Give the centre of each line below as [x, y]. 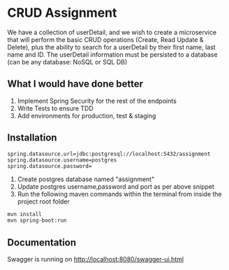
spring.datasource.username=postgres [62, 160]
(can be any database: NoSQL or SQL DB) [67, 62]
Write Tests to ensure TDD [55, 108]
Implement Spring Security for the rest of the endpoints [97, 101]
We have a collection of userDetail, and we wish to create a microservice [112, 32]
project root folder [43, 201]
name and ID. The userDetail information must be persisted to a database [112, 55]
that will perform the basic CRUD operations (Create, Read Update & [105, 39]
